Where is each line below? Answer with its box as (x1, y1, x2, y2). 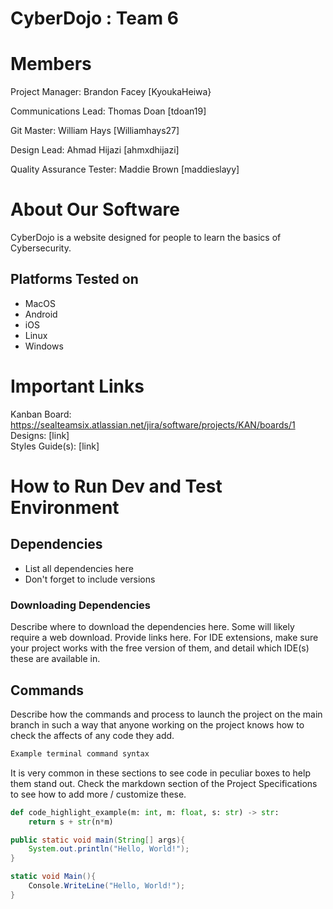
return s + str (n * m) (28, 817, 114, 827)
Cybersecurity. (10, 242, 72, 254)
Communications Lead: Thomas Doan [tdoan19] (10, 105, 207, 117)
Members (10, 53, 92, 76)
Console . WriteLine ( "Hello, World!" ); (28, 881, 186, 891)
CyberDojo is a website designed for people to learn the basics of (10, 232, 282, 244)
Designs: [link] (10, 429, 70, 441)
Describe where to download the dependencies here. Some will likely (10, 621, 295, 633)
